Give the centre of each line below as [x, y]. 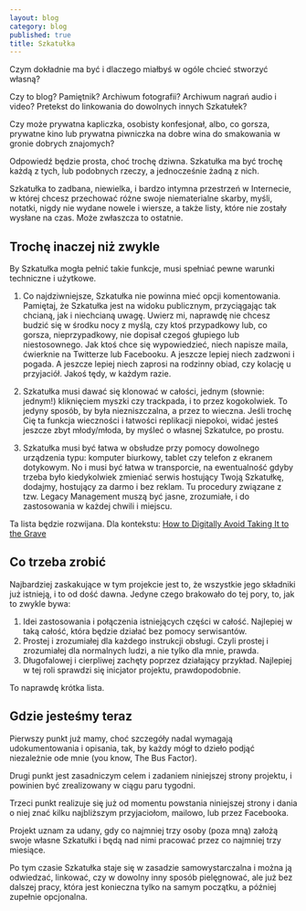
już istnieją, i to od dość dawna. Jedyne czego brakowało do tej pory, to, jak [152, 594]
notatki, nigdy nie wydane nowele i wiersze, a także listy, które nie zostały [148, 208]
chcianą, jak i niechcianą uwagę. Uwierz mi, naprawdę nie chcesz [147, 315]
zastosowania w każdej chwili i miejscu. [97, 506]
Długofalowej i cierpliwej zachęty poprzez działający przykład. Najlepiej [157, 660]
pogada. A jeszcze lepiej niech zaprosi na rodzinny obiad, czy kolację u [157, 364]
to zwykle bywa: [40, 603]
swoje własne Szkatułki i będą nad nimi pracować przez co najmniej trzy [145, 840]
